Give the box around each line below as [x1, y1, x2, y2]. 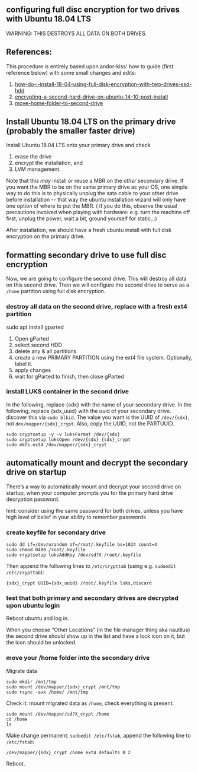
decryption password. [6, 495, 60, 503]
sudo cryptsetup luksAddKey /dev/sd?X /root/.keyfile [6, 552, 142, 558]
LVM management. [14, 166, 61, 173]
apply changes [14, 366, 51, 373]
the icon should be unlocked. [6, 639, 77, 646]
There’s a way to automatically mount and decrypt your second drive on [6, 483, 181, 490]
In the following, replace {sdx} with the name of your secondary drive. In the [6, 401, 192, 408]
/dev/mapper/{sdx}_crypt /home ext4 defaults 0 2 [6, 749, 131, 755]
